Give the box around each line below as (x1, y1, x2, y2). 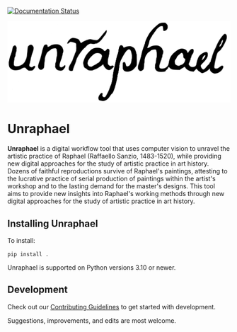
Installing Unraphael (7, 217, 98, 229)
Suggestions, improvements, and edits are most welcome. (7, 316, 177, 325)
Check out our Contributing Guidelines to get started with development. (7, 302, 216, 311)
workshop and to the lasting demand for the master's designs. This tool (7, 182, 216, 190)
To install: (7, 236, 35, 244)
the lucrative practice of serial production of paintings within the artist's (7, 174, 216, 183)
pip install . (7, 251, 50, 258)
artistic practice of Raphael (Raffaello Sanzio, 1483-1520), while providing (7, 152, 221, 161)
